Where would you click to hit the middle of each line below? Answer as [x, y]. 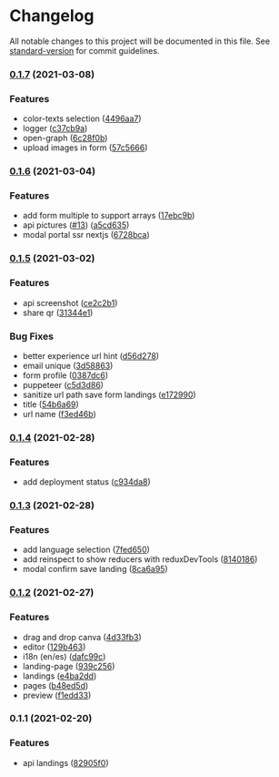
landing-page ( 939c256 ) [69, 666]
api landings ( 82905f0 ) [65, 762]
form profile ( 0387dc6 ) [65, 375]
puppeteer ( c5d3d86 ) [63, 384]
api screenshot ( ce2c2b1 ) [70, 302]
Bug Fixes [32, 336]
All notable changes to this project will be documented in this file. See [140, 41]
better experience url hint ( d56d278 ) [91, 355]
